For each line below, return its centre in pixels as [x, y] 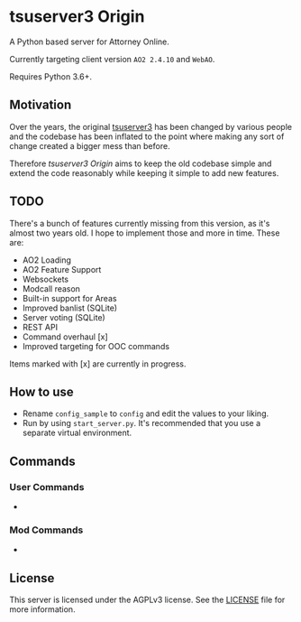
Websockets [46, 279]
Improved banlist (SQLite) [70, 308]
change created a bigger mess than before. [90, 145]
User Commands [47, 487]
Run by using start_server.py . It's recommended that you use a [141, 423]
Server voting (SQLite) [64, 317]
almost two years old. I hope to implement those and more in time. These [145, 233]
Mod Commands [46, 530]
